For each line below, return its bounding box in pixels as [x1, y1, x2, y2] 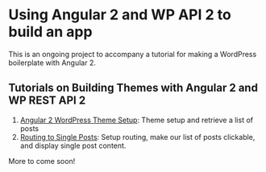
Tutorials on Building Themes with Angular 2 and [8, 81, 258, 95]
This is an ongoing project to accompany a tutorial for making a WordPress [8, 49, 257, 59]
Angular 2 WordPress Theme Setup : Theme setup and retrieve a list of [19, 115, 254, 125]
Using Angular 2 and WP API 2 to [8, 6, 231, 24]
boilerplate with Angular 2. [8, 58, 97, 68]
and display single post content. [19, 141, 127, 150]
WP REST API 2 [8, 94, 86, 108]
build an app [8, 23, 93, 41]
